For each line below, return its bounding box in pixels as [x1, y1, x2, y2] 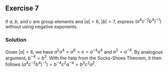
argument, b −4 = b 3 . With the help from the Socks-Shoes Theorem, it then [5, 54, 162, 61]
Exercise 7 [5, 4, 39, 13]
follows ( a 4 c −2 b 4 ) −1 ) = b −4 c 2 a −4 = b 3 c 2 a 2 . [5, 60, 97, 67]
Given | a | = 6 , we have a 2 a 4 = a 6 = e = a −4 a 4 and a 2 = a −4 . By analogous [5, 48, 163, 55]
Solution [5, 37, 27, 44]
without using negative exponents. [5, 24, 78, 30]
